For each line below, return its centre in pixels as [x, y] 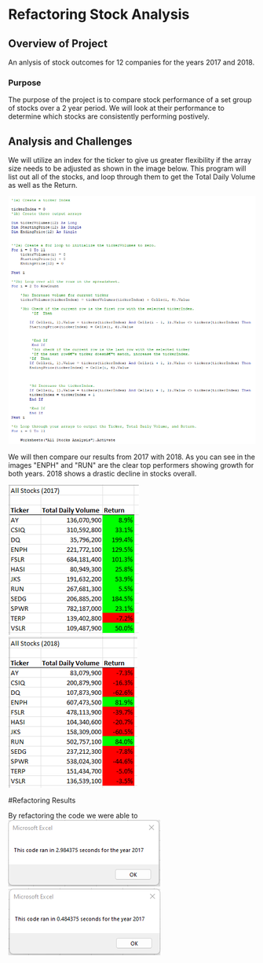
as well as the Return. [43, 186]
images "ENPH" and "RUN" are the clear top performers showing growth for [131, 465]
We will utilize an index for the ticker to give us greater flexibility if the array [130, 160]
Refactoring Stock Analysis [99, 15]
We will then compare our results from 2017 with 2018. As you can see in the [131, 457]
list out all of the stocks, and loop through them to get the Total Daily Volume [132, 177]
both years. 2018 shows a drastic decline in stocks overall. [102, 473]
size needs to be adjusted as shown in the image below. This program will [127, 169]
